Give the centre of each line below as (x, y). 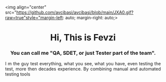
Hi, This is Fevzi (83, 38)
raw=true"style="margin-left (34, 18)
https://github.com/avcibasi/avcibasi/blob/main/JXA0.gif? (75, 12)
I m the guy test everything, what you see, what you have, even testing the (83, 64)
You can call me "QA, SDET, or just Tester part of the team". (83, 53)
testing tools (18, 74)
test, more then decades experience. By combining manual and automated (83, 69)
